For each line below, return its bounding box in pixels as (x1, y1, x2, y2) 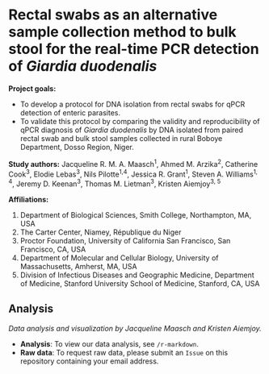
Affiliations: (8, 194, 49, 204)
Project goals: (8, 83, 57, 93)
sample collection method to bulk (8, 23, 237, 41)
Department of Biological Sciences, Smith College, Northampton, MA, (19, 210, 252, 219)
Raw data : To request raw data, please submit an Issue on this (19, 347, 229, 357)
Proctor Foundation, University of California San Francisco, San (19, 235, 231, 245)
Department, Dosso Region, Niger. (19, 142, 135, 152)
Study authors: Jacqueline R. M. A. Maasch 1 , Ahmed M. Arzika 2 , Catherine (8, 157, 258, 168)
